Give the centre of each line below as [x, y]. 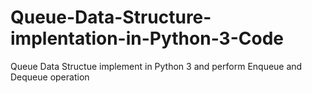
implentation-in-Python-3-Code [147, 38]
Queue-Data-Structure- [111, 17]
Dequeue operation [50, 77]
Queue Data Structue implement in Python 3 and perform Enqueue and [156, 66]
